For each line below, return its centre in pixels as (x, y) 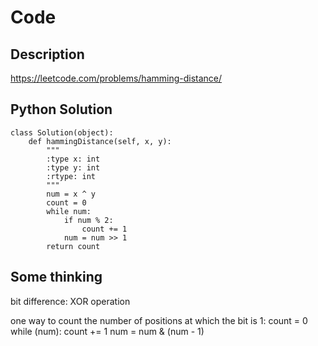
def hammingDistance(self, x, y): (100, 141)
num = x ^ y (71, 194)
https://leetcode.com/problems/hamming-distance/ (116, 78)
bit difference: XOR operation (70, 301)
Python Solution (61, 109)
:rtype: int (71, 176)
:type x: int (73, 159)
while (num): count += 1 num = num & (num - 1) (107, 331)
